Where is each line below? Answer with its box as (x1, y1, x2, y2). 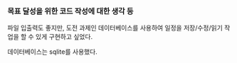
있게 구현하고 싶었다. (35, 33, 93, 41)
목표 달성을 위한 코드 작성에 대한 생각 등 (7, 6, 134, 16)
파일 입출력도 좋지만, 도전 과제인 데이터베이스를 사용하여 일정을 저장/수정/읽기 (7, 23, 223, 33)
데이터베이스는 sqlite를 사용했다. (7, 47, 98, 56)
